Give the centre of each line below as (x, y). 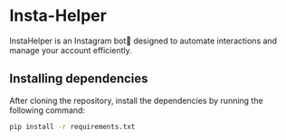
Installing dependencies (79, 79)
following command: (48, 110)
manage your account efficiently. (71, 50)
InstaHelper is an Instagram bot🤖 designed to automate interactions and (143, 41)
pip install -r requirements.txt (72, 126)
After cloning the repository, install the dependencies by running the (137, 100)
